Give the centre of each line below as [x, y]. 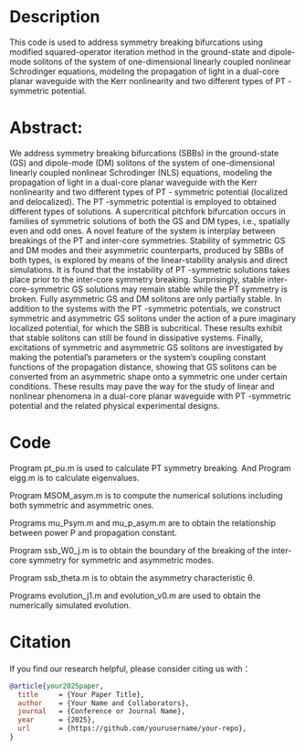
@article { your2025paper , [57, 686]
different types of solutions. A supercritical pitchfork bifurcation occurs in [147, 211]
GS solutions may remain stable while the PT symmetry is [179, 289]
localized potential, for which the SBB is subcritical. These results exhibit [146, 327]
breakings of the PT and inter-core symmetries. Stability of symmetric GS [147, 241]
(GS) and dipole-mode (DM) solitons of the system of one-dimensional [142, 163]
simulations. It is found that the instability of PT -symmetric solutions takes [150, 269]
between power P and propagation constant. [94, 532]
